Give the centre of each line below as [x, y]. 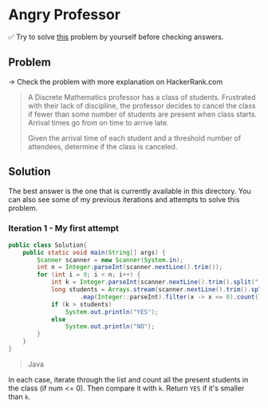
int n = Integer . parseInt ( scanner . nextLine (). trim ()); [130, 267]
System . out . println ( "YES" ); [112, 312]
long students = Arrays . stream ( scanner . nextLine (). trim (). [151, 290]
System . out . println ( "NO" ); [110, 327]
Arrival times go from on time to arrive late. [98, 122]
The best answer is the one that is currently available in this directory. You [130, 191]
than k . [20, 396]
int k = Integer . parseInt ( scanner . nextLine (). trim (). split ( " [155, 282]
